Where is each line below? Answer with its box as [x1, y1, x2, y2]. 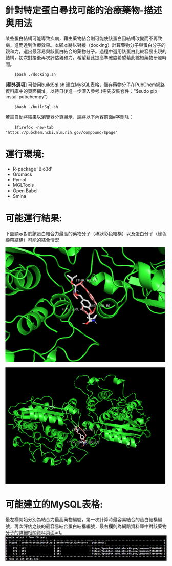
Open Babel [12, 187, 38, 194]
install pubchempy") [5, 93, 48, 100]
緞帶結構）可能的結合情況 [5, 237, 59, 243]
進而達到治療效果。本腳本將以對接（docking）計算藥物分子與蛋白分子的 [14, 41, 166, 48]
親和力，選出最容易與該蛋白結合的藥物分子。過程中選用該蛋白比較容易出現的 [5, 48, 167, 54]
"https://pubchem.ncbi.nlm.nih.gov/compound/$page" [5, 130, 118, 135]
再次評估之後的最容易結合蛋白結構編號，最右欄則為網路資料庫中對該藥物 [14, 523, 167, 529]
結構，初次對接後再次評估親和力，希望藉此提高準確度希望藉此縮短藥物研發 [5, 54, 162, 60]
